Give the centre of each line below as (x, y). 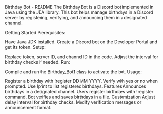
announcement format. (28, 107)
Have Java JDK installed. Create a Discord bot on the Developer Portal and (81, 42)
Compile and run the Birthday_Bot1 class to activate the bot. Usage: (73, 72)
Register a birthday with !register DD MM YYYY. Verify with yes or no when (81, 81)
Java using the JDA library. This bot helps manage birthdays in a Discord (79, 12)
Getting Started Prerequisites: (35, 32)
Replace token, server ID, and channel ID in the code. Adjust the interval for (81, 57)
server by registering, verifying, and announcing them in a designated (76, 18)
